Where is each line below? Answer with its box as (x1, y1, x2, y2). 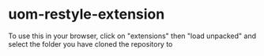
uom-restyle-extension (8, 5, 165, 23)
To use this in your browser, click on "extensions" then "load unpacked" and (8, 31, 257, 40)
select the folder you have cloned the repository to (8, 39, 173, 48)
